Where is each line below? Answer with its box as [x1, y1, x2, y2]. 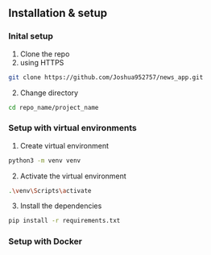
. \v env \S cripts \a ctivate [8, 186, 92, 194]
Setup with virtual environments [8, 123, 137, 134]
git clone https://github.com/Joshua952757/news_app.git [8, 73, 204, 82]
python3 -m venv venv [8, 157, 81, 165]
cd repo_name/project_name [8, 103, 99, 111]
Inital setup [8, 31, 54, 42]
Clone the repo [19, 48, 70, 59]
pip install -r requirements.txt [8, 217, 121, 225]
